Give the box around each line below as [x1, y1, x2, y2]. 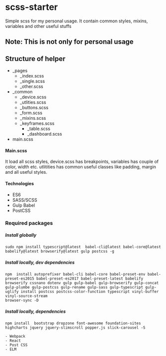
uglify [5, 289, 19, 294]
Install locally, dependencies [5, 308, 66, 314]
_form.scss [19, 110, 43, 116]
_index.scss [19, 73, 44, 79]
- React [5, 338, 21, 344]
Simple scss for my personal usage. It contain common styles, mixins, [5, 18, 148, 24]
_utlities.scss [19, 99, 46, 105]
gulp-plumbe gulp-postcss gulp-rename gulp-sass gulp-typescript [5, 285, 143, 290]
